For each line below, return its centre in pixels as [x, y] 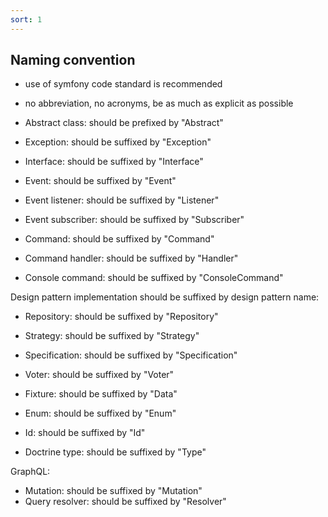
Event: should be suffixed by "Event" [100, 181]
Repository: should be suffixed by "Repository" [121, 317]
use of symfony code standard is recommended [123, 84]
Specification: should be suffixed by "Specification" [131, 355]
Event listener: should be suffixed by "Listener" [122, 200]
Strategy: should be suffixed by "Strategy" [112, 336]
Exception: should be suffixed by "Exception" [118, 142]
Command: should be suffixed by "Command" [119, 239]
